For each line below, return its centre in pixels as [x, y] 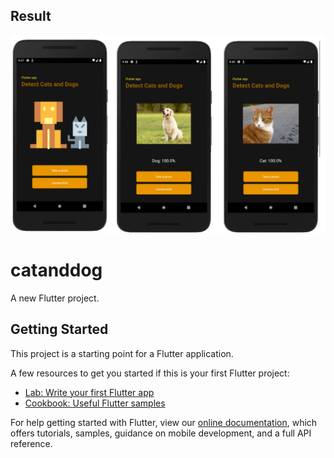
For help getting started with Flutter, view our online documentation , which [164, 422]
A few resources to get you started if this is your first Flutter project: [150, 373]
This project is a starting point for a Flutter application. [122, 353]
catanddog [56, 270]
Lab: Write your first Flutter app [89, 392]
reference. [31, 443]
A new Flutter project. [55, 298]
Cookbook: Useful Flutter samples [95, 403]
